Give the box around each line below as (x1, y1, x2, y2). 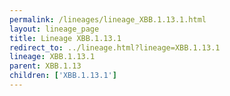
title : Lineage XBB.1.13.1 (9, 33, 122, 43)
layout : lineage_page (9, 24, 100, 34)
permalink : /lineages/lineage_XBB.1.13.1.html (9, 14, 207, 25)
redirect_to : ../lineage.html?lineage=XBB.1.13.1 (9, 42, 221, 53)
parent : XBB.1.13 (9, 61, 82, 71)
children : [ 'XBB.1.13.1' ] (9, 71, 117, 81)
